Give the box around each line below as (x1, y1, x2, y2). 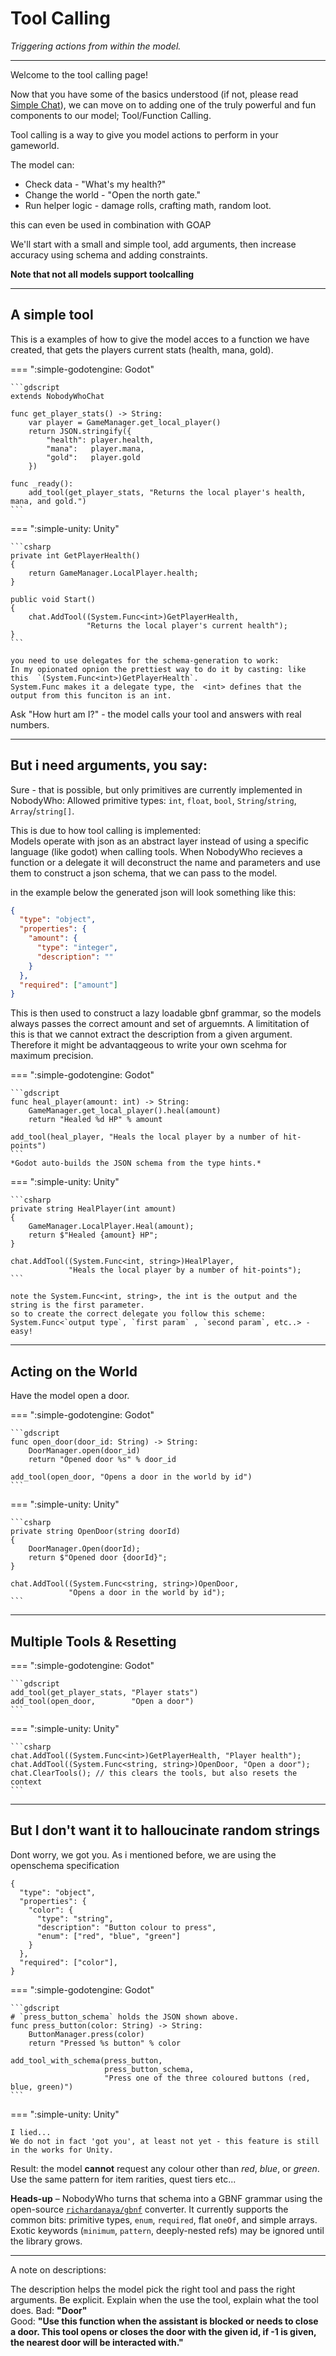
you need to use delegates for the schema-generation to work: (10, 655, 280, 666)
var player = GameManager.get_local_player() (28, 417, 222, 427)
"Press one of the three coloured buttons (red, (104, 2073, 311, 2083)
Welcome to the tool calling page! (10, 68, 148, 81)
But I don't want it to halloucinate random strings (10, 1822, 321, 1839)
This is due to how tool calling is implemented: (10, 824, 202, 836)
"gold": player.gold (46, 452, 141, 462)
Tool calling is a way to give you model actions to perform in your (10, 128, 279, 141)
